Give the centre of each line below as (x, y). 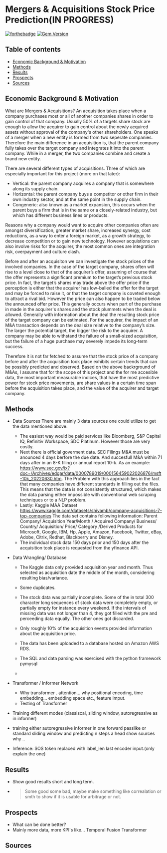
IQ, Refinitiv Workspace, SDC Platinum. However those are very (85, 441)
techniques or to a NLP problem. (53, 500)
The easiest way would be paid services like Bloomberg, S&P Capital (90, 436)
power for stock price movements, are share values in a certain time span (81, 383)
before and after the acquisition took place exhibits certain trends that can (81, 361)
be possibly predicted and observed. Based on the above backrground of (81, 367)
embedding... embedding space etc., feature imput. (73, 698)
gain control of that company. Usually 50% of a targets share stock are (78, 121)
